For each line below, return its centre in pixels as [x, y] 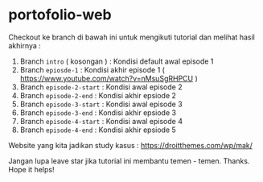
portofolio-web [60, 15]
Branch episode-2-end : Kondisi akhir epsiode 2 [98, 95]
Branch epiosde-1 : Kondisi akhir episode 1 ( [92, 69]
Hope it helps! [31, 169]
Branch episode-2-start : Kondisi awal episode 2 [101, 87]
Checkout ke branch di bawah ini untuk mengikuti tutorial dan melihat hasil [131, 37]
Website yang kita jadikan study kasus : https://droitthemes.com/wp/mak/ [131, 145]
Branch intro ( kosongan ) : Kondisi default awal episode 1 [117, 61]
